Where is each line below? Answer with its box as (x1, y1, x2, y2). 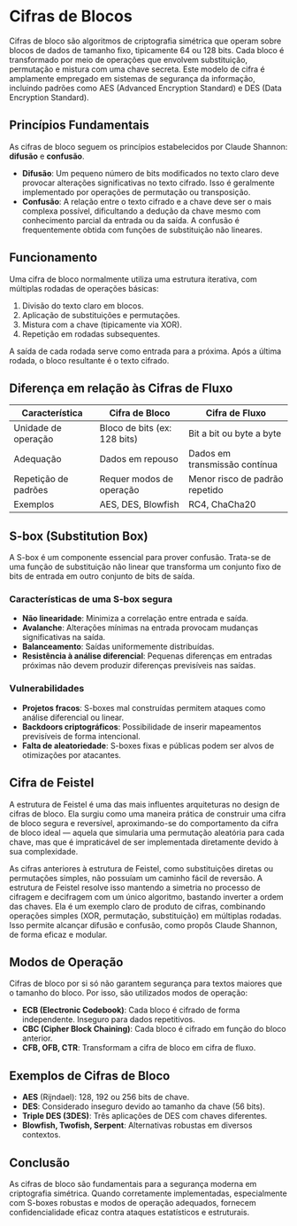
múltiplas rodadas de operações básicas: (9, 283, 159, 293)
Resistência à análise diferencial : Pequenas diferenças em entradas (21, 651, 272, 661)
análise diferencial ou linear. (21, 712, 125, 722)
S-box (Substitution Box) (9, 528, 148, 543)
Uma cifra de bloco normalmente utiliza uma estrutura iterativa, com (9, 273, 258, 285)
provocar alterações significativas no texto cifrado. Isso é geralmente (21, 177, 276, 188)
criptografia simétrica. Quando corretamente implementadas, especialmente (9, 1188, 287, 1199)
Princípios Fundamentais (9, 118, 149, 133)
